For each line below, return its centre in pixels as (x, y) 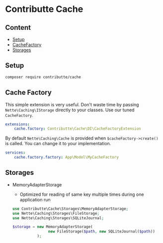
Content (18, 28)
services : (15, 153)
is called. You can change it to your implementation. (58, 144)
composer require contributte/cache (43, 77)
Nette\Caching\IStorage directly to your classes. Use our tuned (70, 110)
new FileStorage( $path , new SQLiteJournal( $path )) (102, 232)
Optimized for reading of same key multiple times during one (82, 194)
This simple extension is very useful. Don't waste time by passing (72, 104)
